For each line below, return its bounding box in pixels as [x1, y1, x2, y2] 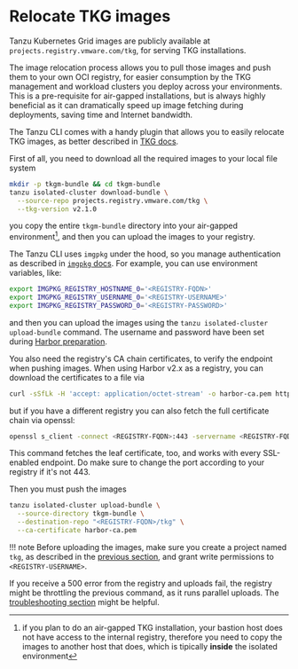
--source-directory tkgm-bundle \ [17, 509, 145, 518]
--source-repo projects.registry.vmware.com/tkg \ [17, 196, 208, 205]
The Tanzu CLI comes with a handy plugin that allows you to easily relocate [9, 126, 285, 137]
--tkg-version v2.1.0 [17, 204, 98, 214]
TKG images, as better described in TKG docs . [9, 136, 179, 146]
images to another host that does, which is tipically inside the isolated [21, 641, 278, 651]
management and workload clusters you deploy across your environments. [9, 81, 283, 91]
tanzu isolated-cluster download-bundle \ [9, 188, 169, 197]
